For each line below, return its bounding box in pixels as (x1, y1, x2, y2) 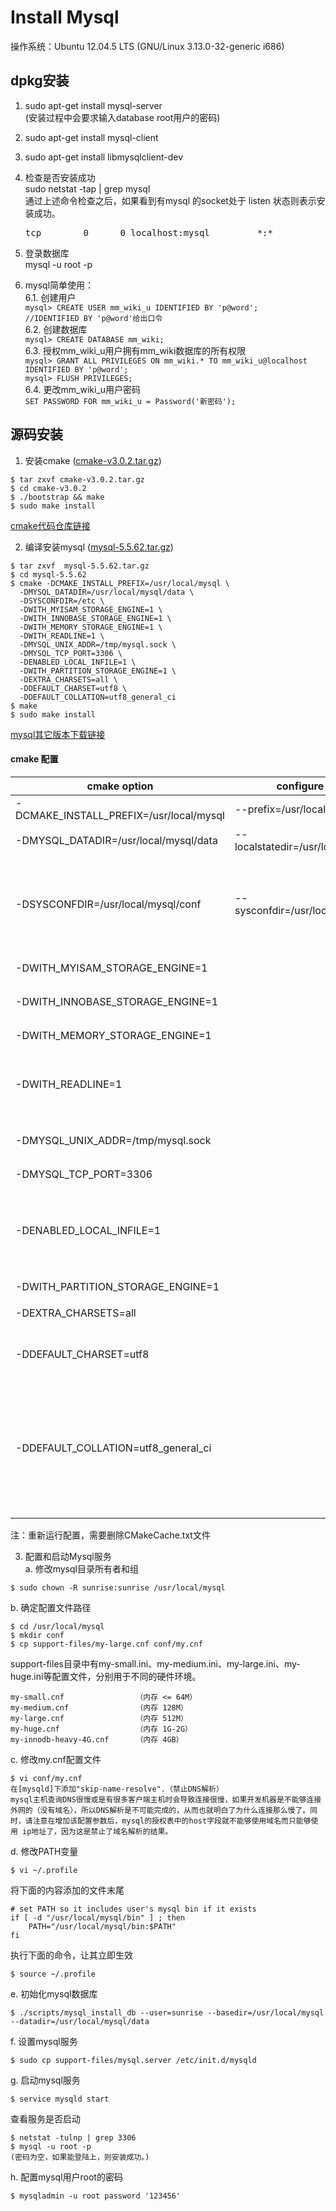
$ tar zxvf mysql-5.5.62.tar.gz (10, 561, 150, 571)
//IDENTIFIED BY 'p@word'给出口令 (24, 313, 163, 323)
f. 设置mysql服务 (10, 2035, 78, 2047)
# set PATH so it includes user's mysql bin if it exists (10, 1904, 257, 1914)
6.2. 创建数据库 (24, 323, 88, 335)
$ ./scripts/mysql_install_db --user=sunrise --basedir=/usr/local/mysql (10, 2007, 325, 2018)
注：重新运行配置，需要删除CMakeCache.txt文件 (10, 1529, 211, 1541)
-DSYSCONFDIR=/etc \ (19, 596, 105, 606)
